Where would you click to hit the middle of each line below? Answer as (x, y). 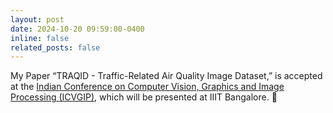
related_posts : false (55, 47)
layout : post (37, 19)
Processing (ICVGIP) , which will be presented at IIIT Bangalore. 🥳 (144, 97)
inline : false (40, 38)
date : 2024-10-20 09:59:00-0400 (77, 29)
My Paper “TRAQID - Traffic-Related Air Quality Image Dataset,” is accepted (166, 76)
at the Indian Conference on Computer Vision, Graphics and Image (147, 87)
